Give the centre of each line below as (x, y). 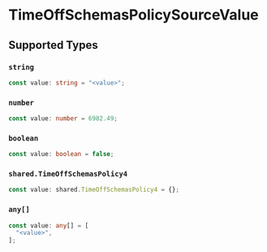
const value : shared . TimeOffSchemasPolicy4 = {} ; (94, 190)
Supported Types (54, 45)
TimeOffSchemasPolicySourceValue (134, 15)
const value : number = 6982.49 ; (63, 119)
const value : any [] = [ (49, 225)
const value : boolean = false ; (61, 154)
